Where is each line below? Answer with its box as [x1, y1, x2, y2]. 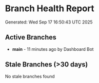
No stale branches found [5, 73, 55, 79]
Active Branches [5, 33, 57, 41]
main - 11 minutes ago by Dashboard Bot [12, 46, 94, 52]
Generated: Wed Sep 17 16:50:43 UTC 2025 [5, 19, 93, 25]
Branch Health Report [5, 3, 95, 14]
